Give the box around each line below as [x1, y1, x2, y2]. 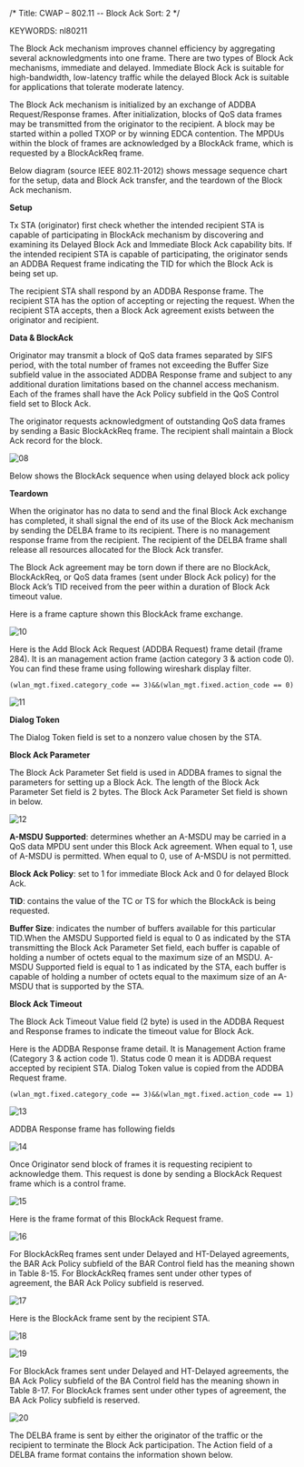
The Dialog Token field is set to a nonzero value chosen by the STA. [9, 732, 262, 742]
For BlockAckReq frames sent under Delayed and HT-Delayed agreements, [9, 1249, 289, 1259]
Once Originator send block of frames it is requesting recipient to [9, 1159, 252, 1170]
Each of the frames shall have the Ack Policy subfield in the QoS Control [9, 388, 279, 399]
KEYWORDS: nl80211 [9, 25, 88, 35]
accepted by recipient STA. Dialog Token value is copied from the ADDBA [9, 1063, 284, 1073]
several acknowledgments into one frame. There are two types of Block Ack [9, 53, 294, 63]
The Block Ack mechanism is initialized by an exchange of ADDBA [9, 99, 257, 110]
